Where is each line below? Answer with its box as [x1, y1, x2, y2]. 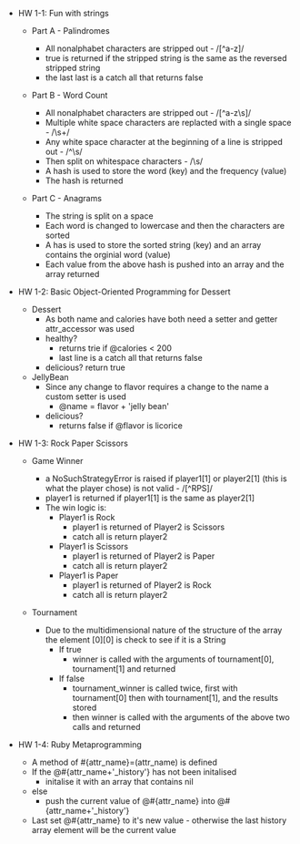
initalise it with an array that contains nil [45, 777, 194, 787]
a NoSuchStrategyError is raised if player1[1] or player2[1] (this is [45, 473, 288, 484]
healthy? [45, 333, 78, 344]
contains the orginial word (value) [45, 250, 171, 260]
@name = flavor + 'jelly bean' [58, 401, 170, 411]
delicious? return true [45, 362, 125, 373]
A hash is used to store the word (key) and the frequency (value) [45, 166, 287, 176]
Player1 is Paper [58, 570, 119, 581]
